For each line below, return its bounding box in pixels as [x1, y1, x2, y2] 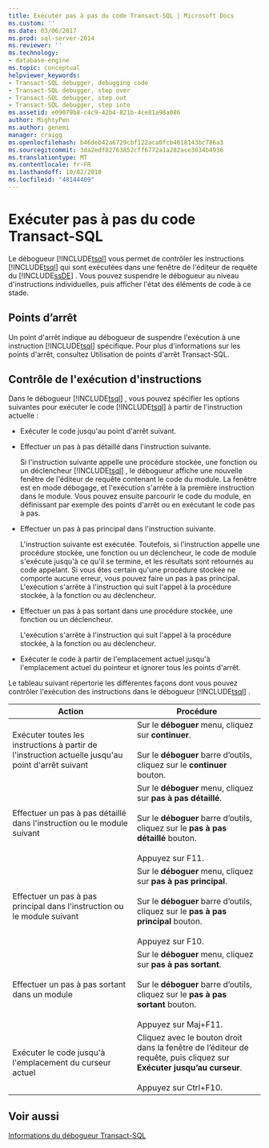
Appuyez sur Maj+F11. [136, 1019, 223, 1030]
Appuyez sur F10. [136, 936, 204, 947]
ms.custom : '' [8, 19, 56, 27]
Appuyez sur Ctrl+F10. [136, 1082, 223, 1093]
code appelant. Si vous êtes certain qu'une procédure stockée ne [19, 565, 236, 575]
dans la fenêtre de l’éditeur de [136, 1042, 250, 1053]
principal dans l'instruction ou [12, 901, 124, 912]
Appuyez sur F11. [136, 853, 204, 864]
